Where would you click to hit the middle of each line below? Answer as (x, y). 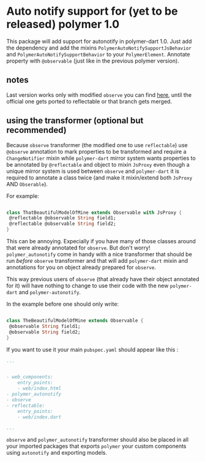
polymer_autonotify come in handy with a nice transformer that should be (99, 254)
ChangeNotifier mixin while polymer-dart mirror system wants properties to (101, 158)
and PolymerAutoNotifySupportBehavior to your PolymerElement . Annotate (98, 54)
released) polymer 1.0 (63, 24)
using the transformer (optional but (75, 121)
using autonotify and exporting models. (57, 453)
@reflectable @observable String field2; (62, 224)
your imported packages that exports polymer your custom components (96, 446)
